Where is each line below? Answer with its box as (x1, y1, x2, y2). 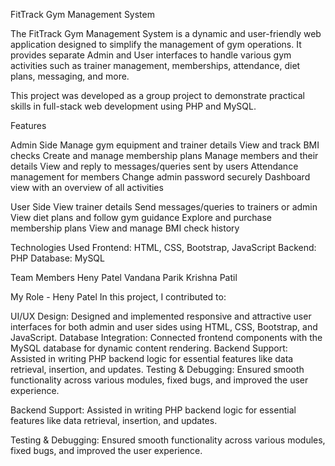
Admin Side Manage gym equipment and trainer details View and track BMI (10, 139, 320, 151)
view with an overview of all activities (10, 182, 164, 193)
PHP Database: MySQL (10, 252, 105, 264)
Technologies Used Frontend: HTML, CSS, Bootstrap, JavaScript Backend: (10, 242, 317, 253)
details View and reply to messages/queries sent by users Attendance (10, 160, 299, 172)
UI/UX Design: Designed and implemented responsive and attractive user (10, 310, 312, 322)
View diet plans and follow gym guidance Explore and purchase (10, 212, 273, 223)
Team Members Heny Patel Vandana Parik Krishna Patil (10, 272, 238, 283)
